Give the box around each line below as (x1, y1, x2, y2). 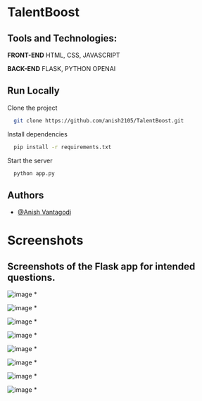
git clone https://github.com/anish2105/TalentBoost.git (13, 117, 184, 124)
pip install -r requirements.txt (13, 144, 112, 151)
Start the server (7, 156, 53, 165)
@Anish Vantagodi (17, 208, 72, 217)
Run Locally (7, 85, 60, 97)
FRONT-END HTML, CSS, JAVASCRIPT (7, 51, 121, 59)
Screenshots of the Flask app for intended (7, 260, 196, 272)
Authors (7, 189, 44, 201)
